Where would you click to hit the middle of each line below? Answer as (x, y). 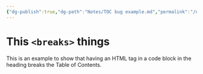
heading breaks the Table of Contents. (54, 64)
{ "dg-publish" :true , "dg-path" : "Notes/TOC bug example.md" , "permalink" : (98, 12)
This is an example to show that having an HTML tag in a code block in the (99, 58)
